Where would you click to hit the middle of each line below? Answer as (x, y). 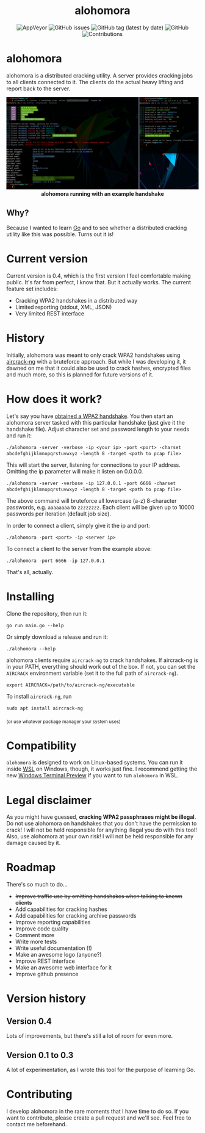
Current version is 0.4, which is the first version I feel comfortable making (99, 276)
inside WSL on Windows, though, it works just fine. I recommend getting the (102, 769)
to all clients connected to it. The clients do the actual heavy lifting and (95, 82)
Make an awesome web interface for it (63, 968)
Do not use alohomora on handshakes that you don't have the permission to (102, 824)
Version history (46, 999)
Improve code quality (42, 929)
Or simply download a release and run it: (57, 637)
